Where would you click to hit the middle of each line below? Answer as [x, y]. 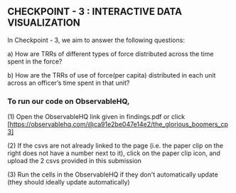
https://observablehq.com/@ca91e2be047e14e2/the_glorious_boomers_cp [119, 125]
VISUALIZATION [44, 23]
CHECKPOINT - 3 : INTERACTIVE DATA [95, 12]
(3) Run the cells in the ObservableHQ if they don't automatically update [113, 174]
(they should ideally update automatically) [69, 182]
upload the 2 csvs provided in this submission [75, 161]
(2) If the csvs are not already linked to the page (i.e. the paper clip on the [116, 146]
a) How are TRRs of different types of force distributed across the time [111, 53]
